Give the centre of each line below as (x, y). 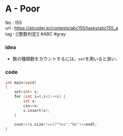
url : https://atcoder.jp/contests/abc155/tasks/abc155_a (62, 28)
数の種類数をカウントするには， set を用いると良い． (66, 59)
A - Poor (22, 9)
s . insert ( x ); (37, 110)
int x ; (30, 101)
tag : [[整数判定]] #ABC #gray (35, 34)
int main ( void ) (21, 83)
